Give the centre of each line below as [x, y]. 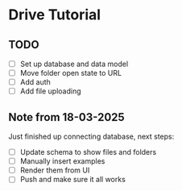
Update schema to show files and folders [88, 152]
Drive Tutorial [55, 15]
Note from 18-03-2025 [66, 117]
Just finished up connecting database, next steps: [91, 137]
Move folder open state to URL [71, 73]
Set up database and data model [74, 64]
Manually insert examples [62, 161]
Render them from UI [55, 170]
